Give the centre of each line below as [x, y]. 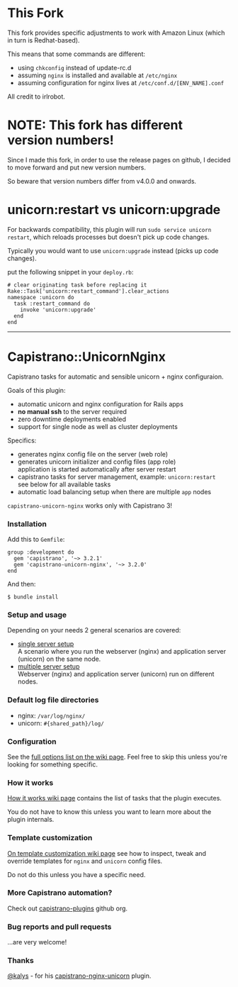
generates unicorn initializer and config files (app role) [97, 462]
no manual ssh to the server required [72, 411]
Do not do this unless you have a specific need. [76, 874]
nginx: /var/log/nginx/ [51, 715]
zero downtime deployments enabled [72, 419]
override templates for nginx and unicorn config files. [85, 861]
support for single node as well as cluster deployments [98, 426]
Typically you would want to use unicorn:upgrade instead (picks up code [113, 250]
